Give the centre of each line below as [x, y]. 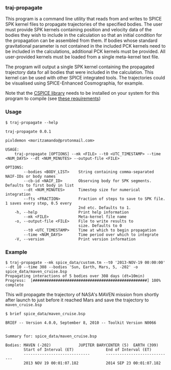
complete [15, 285]
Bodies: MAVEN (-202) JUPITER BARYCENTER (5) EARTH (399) [82, 345]
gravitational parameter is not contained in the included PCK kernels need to [86, 46]
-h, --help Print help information [72, 212]
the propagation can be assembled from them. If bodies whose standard [81, 40]
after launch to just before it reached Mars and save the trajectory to [77, 300]
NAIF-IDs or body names [31, 176]
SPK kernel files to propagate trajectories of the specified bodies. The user [84, 24]
